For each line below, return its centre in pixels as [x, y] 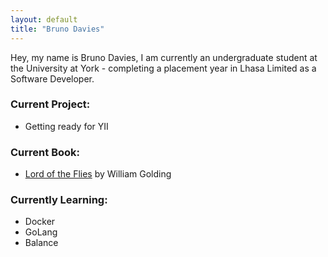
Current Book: [45, 152]
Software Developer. [52, 78]
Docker [40, 222]
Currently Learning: [59, 200]
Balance [41, 243]
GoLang [41, 232]
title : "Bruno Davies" [57, 29]
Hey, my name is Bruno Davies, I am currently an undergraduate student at [164, 57]
